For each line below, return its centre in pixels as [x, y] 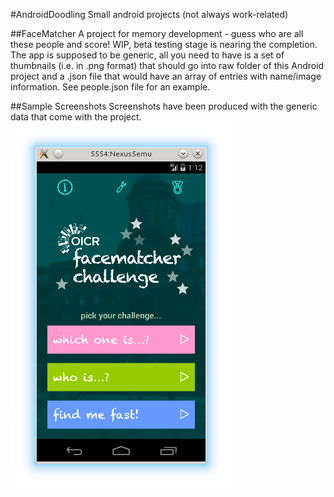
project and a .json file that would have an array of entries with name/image [166, 76]
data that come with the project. [76, 117]
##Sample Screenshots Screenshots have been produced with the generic [164, 106]
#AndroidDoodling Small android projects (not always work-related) [149, 14]
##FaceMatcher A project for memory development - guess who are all [157, 33]
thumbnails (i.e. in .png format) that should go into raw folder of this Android [167, 65]
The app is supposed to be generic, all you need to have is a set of [147, 55]
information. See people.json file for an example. [110, 87]
